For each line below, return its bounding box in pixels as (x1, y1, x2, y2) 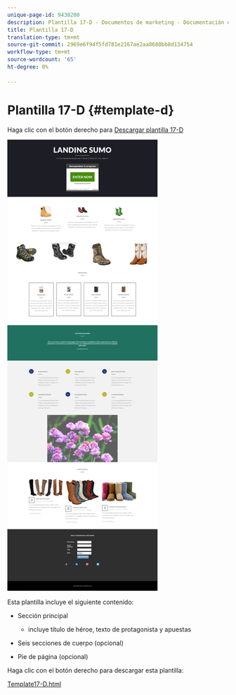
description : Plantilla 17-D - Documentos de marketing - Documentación (7, 18, 225, 26)
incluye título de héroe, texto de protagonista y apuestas (27, 625, 192, 634)
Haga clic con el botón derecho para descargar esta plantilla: (7, 666, 184, 675)
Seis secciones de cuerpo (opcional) (17, 639, 124, 647)
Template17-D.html (7, 679, 62, 688)
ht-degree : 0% (7, 63, 49, 70)
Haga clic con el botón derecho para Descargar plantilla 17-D (7, 125, 184, 134)
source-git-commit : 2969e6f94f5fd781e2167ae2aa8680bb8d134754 (7, 41, 193, 49)
